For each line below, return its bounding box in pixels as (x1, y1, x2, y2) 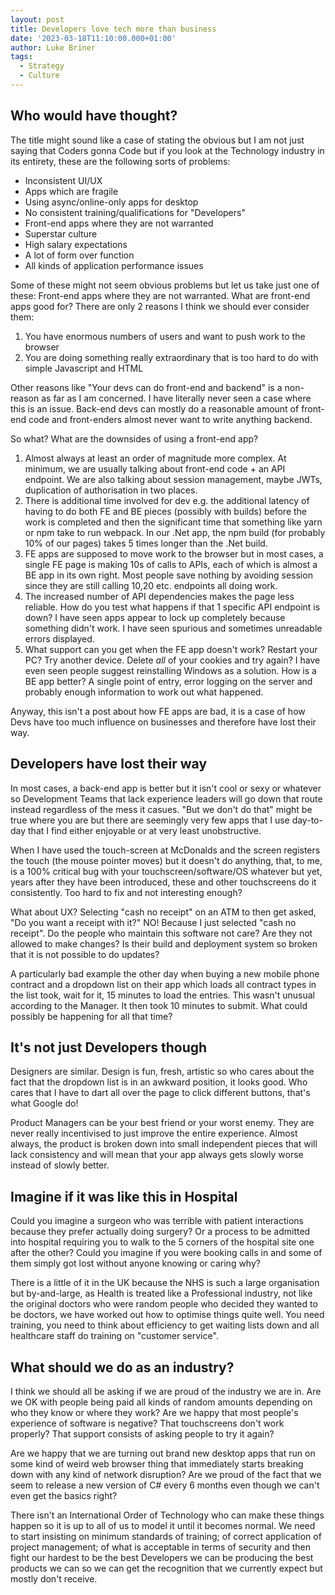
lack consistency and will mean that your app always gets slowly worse (10, 1149, 304, 1161)
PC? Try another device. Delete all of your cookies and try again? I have (24, 654, 321, 666)
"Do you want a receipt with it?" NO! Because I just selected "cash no (10, 916, 297, 928)
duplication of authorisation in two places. (24, 484, 198, 496)
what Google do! (10, 1097, 79, 1110)
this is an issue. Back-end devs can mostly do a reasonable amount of (10, 402, 300, 415)
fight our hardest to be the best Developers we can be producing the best (10, 1551, 314, 1563)
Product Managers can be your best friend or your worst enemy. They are (10, 1117, 315, 1129)
